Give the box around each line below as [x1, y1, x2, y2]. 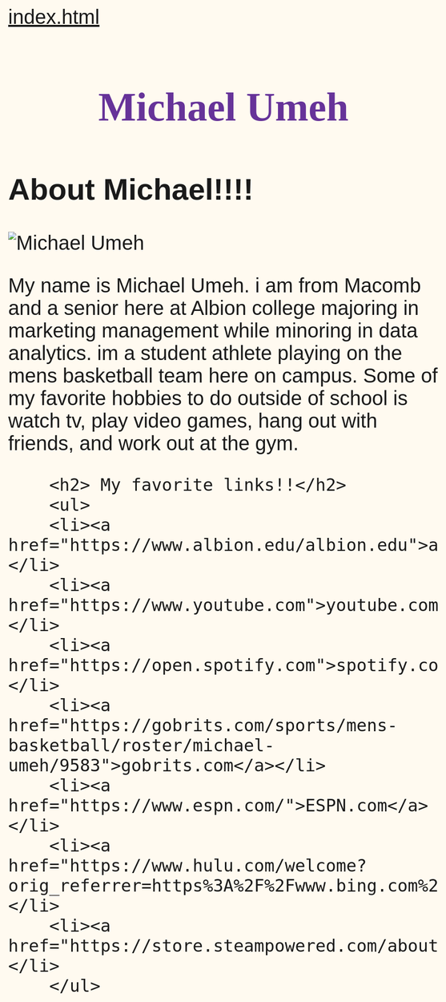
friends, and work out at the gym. [8, 431, 299, 455]
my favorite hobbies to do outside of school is [8, 386, 408, 410]
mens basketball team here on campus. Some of [8, 364, 439, 387]
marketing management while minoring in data [8, 318, 419, 341]
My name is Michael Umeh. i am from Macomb [8, 273, 421, 297]
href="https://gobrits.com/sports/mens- [8, 714, 398, 736]
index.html [8, 6, 100, 28]
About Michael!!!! [8, 172, 254, 207]
